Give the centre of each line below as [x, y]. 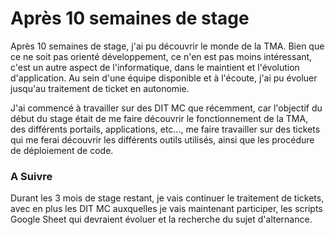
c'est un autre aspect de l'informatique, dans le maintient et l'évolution [155, 67]
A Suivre [31, 176]
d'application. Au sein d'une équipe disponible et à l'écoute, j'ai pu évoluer [164, 78]
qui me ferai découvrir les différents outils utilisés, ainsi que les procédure [162, 139]
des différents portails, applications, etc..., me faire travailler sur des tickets [165, 129]
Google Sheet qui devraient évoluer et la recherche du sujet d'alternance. [161, 219]
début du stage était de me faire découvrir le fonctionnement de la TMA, [159, 118]
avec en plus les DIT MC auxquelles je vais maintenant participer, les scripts [166, 209]
